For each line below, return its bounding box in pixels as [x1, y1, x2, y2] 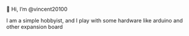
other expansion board [6, 24, 63, 30]
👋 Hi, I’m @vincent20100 [6, 6, 68, 12]
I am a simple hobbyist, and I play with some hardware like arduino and [6, 17, 183, 24]
